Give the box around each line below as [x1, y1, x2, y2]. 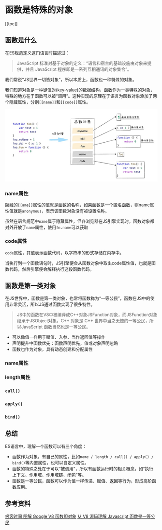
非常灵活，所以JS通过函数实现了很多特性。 [9, 301, 95, 307]
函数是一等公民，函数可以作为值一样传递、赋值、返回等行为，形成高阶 [12, 478, 152, 483]
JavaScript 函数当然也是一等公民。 [21, 324, 90, 330]
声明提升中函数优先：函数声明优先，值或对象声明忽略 [12, 340, 118, 346]
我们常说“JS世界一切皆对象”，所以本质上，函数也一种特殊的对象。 [5, 76, 137, 83]
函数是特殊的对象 [5, 4, 74, 16]
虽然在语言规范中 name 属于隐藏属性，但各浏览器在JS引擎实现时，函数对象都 [5, 218, 155, 224]
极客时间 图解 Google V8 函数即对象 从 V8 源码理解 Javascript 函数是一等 [5, 513, 151, 519]
